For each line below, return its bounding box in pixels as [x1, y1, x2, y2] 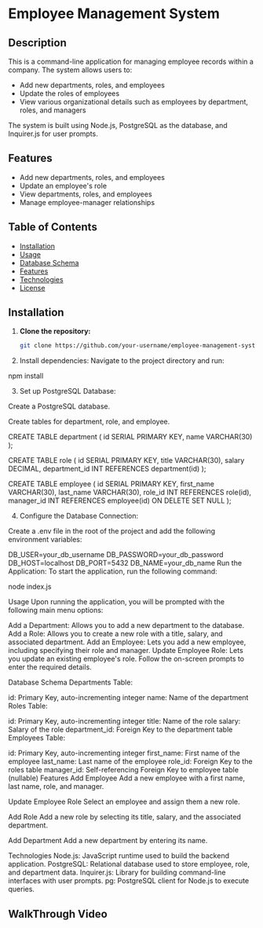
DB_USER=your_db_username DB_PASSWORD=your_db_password [8, 550, 224, 559]
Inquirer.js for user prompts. [8, 129, 98, 138]
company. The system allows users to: [8, 65, 133, 75]
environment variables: [8, 535, 82, 545]
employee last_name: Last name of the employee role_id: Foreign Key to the [8, 757, 253, 766]
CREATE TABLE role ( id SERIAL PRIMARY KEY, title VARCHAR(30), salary [8, 456, 245, 465]
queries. [8, 885, 35, 894]
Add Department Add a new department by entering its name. [8, 836, 208, 845]
